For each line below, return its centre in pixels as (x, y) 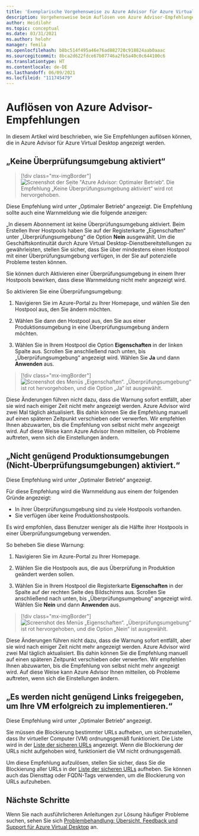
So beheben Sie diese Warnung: (45, 545)
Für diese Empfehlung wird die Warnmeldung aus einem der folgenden (92, 491)
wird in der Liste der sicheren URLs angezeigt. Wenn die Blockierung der (95, 744)
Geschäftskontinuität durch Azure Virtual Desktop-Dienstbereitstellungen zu (99, 243)
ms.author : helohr (29, 39)
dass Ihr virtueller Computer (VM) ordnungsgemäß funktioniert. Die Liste (95, 738)
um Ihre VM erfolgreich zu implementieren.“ (89, 706)
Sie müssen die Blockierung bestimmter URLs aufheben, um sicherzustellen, (99, 732)
